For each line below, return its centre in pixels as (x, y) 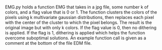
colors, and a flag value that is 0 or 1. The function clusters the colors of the (81, 12)
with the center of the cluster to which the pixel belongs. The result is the (79, 22)
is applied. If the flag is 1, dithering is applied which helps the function (75, 33)
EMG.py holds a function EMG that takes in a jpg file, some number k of (77, 7)
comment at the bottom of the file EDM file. (48, 43)
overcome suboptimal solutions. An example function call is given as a (76, 38)
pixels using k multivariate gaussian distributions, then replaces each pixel (80, 17)
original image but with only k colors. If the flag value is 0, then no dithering (81, 28)
